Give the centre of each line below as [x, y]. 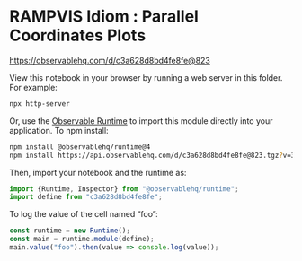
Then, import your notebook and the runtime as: [98, 172]
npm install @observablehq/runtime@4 [80, 147]
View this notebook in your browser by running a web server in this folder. [146, 77]
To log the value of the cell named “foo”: [84, 214]
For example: [34, 87]
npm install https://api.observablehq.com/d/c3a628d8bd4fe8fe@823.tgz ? [146, 155]
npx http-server [40, 104]
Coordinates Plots [78, 35]
